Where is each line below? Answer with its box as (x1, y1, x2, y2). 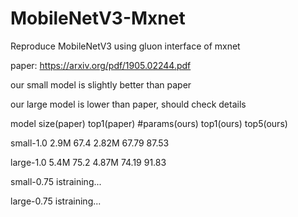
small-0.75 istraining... (10, 175, 102, 187)
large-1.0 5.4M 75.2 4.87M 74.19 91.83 (10, 156, 167, 168)
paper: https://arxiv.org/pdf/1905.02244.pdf (10, 59, 192, 71)
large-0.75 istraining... (10, 195, 102, 207)
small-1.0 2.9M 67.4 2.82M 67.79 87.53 (10, 137, 170, 149)
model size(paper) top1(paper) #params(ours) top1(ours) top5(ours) (10, 117, 288, 129)
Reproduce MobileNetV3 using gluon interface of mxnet (10, 40, 241, 52)
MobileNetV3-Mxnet (10, 7, 186, 30)
